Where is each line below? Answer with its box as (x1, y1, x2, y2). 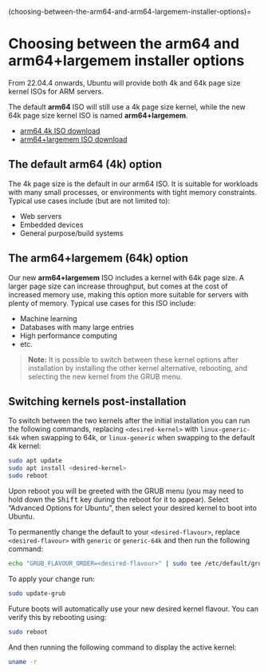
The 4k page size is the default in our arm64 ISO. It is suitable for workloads (8, 179, 258, 189)
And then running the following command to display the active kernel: (8, 642, 237, 652)
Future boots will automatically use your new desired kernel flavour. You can (8, 603, 259, 614)
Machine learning (19, 313, 77, 323)
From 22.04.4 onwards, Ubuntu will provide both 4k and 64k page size (8, 78, 241, 87)
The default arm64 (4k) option (8, 157, 162, 171)
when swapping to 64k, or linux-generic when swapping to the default (21, 433, 255, 443)
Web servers (19, 211, 62, 221)
